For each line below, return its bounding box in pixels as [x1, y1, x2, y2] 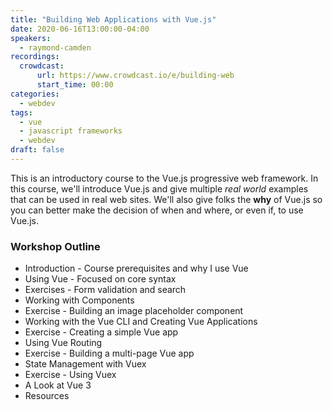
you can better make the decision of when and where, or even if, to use [10, 204, 304, 216]
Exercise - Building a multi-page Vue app [24, 347, 195, 360]
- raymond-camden [19, 42, 92, 53]
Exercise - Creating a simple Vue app [24, 326, 179, 338]
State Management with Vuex [24, 358, 147, 370]
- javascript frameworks [19, 126, 123, 136]
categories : [10, 89, 60, 99]
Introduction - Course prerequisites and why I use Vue [24, 262, 249, 275]
